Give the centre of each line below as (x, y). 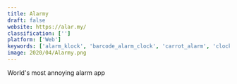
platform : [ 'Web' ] (34, 40)
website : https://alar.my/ (47, 27)
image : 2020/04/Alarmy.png (47, 53)
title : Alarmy (28, 14)
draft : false (26, 20)
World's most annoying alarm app (56, 72)
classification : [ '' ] (39, 33)
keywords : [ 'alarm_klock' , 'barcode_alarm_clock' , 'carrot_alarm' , (109, 46)
